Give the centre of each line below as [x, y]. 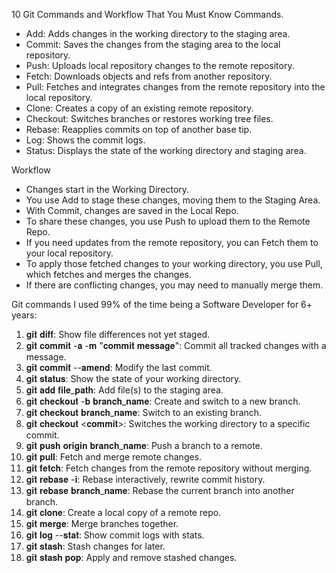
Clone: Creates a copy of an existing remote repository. [139, 108]
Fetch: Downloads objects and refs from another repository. [149, 76]
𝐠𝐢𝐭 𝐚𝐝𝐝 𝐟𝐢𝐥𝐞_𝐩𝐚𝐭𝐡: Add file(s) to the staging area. [124, 390]
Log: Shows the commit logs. [85, 140]
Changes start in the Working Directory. [107, 189]
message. [46, 357]
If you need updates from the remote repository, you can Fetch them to [172, 242]
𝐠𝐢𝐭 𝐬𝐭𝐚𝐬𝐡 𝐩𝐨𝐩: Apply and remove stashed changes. [131, 557]
